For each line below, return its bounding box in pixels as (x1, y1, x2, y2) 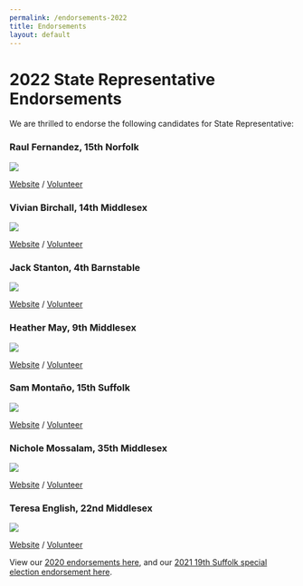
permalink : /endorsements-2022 (9, 13, 128, 23)
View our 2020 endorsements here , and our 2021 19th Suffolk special (9, 557, 268, 568)
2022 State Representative (9, 69, 215, 90)
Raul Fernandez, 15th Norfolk (9, 141, 140, 154)
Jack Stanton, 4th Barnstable (9, 261, 141, 274)
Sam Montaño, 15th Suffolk (9, 381, 131, 394)
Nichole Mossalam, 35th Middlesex (9, 441, 167, 454)
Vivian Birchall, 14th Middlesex (9, 201, 147, 214)
